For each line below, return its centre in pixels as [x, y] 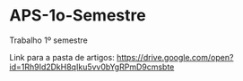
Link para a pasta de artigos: [62, 57]
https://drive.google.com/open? [175, 57]
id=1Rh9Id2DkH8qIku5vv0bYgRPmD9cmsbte [92, 67]
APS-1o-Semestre [78, 16]
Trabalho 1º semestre [48, 40]
